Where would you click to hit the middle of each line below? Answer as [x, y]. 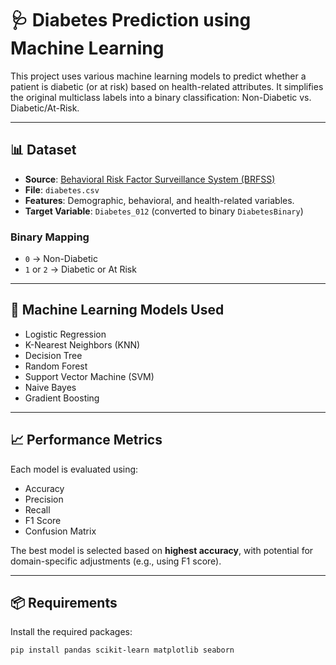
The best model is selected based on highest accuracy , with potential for [162, 550]
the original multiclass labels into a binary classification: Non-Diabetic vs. [161, 97]
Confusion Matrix [60, 531]
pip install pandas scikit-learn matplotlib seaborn [122, 650]
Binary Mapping [50, 237]
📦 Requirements [64, 603]
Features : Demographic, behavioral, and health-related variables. [159, 200]
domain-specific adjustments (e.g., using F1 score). [116, 561]
